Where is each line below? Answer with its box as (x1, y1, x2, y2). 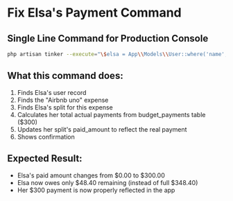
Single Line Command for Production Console (7, 33, 209, 44)
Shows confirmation (17, 132, 75, 141)
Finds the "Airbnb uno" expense (17, 96, 109, 104)
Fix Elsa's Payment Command (7, 5, 182, 21)
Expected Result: (7, 152, 83, 164)
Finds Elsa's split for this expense (17, 103, 113, 112)
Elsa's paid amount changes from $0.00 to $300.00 (17, 171, 165, 180)
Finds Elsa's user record (17, 88, 87, 96)
